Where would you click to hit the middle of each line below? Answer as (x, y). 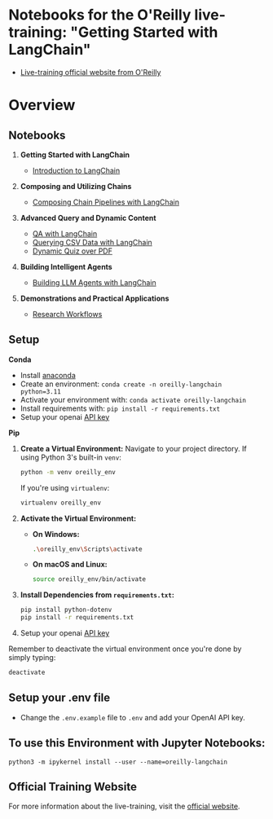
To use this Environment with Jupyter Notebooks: (137, 743)
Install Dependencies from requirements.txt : (97, 595)
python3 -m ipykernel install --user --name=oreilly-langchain (118, 762)
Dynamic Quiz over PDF (72, 251)
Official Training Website (73, 787)
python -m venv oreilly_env (68, 472)
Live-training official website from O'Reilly (90, 72)
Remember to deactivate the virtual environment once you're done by (125, 649)
